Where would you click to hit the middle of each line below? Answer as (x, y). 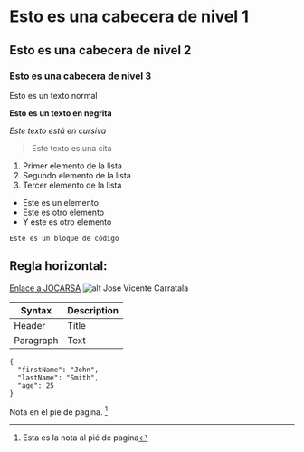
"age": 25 (36, 385)
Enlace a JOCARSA (45, 288)
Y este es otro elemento (67, 221)
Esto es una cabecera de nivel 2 (100, 50)
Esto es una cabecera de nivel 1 (129, 17)
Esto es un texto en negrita (61, 113)
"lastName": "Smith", (58, 378)
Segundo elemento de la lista (76, 175)
